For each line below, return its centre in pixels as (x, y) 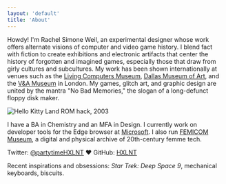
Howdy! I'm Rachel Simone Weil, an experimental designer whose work (108, 39)
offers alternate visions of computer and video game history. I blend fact (110, 47)
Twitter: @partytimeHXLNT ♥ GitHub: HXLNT (72, 152)
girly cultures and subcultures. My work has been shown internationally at (112, 69)
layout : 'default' (33, 13)
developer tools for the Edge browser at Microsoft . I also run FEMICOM (108, 132)
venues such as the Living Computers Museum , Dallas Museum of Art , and (113, 76)
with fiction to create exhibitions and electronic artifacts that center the (108, 54)
